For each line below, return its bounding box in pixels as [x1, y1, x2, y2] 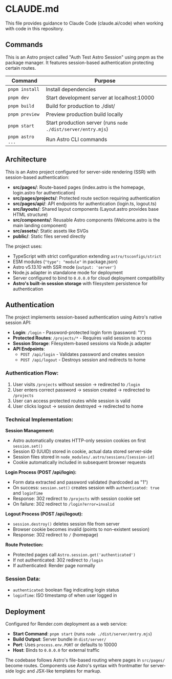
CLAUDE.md [5, 3, 59, 15]
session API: [5, 319, 32, 326]
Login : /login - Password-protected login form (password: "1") [12, 329, 146, 336]
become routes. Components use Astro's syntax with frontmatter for [5, 663, 149, 669]
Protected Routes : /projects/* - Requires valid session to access [12, 335, 152, 341]
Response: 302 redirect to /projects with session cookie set [12, 495, 140, 502]
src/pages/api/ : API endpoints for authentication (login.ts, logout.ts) [12, 201, 157, 207]
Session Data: [5, 575, 41, 582]
